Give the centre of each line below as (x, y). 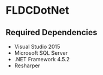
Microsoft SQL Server (41, 53)
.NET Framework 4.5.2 (42, 59)
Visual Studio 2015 (37, 46)
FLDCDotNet (37, 10)
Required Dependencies (51, 32)
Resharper (27, 65)
